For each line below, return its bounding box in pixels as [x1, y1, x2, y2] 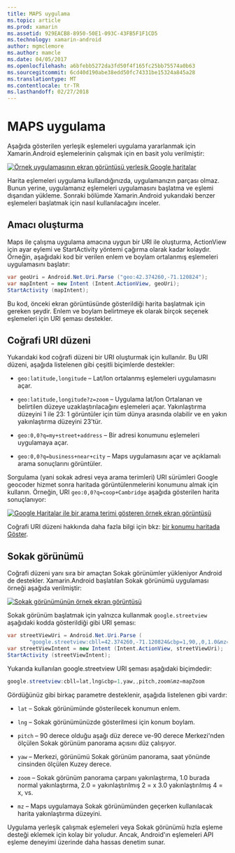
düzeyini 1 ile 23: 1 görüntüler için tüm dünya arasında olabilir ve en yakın [17, 410, 227, 418]
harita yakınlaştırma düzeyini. [17, 809, 102, 817]
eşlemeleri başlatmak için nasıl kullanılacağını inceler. [7, 199, 161, 207]
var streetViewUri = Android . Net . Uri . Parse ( [7, 632, 142, 639]
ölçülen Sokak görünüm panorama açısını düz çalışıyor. [17, 739, 176, 747]
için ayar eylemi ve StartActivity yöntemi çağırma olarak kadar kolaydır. [7, 245, 211, 253]
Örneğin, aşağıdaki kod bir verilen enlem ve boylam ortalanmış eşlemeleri [7, 252, 218, 261]
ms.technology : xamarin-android [7, 36, 101, 43]
